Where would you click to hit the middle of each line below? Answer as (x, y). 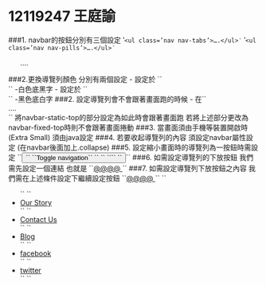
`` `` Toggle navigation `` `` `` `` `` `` (74, 157)
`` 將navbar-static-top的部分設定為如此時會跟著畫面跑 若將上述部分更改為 (129, 117)
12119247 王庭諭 (62, 16)
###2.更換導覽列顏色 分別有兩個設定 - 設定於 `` (85, 79)
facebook (35, 253)
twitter (30, 270)
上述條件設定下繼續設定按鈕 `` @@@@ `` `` (98, 178)
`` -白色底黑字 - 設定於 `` (48, 89)
